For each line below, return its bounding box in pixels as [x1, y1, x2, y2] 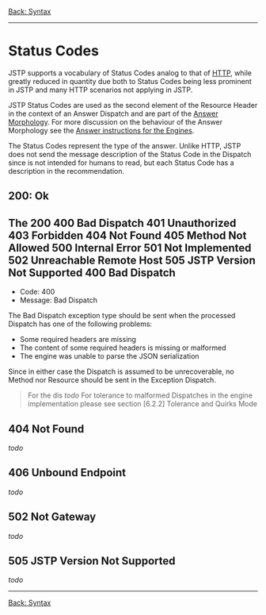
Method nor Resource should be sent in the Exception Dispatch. [8, 375, 216, 385]
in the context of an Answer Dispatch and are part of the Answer [8, 109, 219, 118]
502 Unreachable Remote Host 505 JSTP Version [8, 253, 256, 267]
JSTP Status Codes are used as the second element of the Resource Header [8, 100, 258, 110]
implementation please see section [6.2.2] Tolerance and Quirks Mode [27, 399, 257, 409]
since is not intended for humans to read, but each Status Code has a [8, 158, 235, 167]
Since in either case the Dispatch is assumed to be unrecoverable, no [8, 367, 235, 376]
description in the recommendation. [8, 166, 125, 175]
